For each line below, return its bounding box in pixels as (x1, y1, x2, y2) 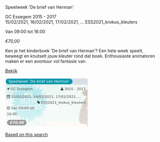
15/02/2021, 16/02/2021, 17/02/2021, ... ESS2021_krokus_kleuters (5, 19, 138, 25)
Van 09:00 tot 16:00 (5, 29, 45, 34)
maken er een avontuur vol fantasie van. (5, 58, 87, 64)
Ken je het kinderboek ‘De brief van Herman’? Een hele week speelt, (5, 48, 144, 53)
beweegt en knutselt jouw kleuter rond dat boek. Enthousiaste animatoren (5, 53, 156, 59)
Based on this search (5, 132, 48, 138)
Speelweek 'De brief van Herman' (5, 4, 74, 10)
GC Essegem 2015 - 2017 (5, 14, 57, 19)
